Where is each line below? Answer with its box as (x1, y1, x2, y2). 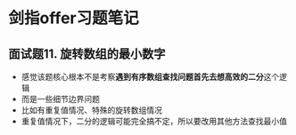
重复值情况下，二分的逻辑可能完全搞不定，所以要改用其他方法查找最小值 (21, 116, 287, 126)
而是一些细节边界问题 (21, 94, 100, 104)
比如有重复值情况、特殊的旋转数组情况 (21, 105, 162, 115)
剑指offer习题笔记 (8, 8, 139, 28)
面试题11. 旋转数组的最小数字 (8, 46, 166, 61)
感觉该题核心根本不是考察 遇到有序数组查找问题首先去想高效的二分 (21, 72, 264, 82)
